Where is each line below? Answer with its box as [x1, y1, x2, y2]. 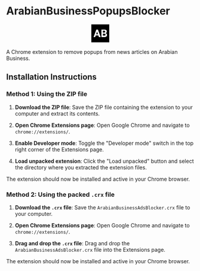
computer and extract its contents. [14, 109, 100, 117]
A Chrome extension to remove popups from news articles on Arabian [6, 48, 178, 55]
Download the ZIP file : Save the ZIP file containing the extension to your [14, 103, 193, 111]
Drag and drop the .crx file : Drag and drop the [14, 239, 130, 246]
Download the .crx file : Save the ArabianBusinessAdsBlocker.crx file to [14, 203, 190, 211]
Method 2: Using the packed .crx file [6, 190, 115, 199]
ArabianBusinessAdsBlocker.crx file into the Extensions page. [14, 246, 166, 253]
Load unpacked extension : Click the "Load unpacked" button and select [14, 157, 194, 165]
